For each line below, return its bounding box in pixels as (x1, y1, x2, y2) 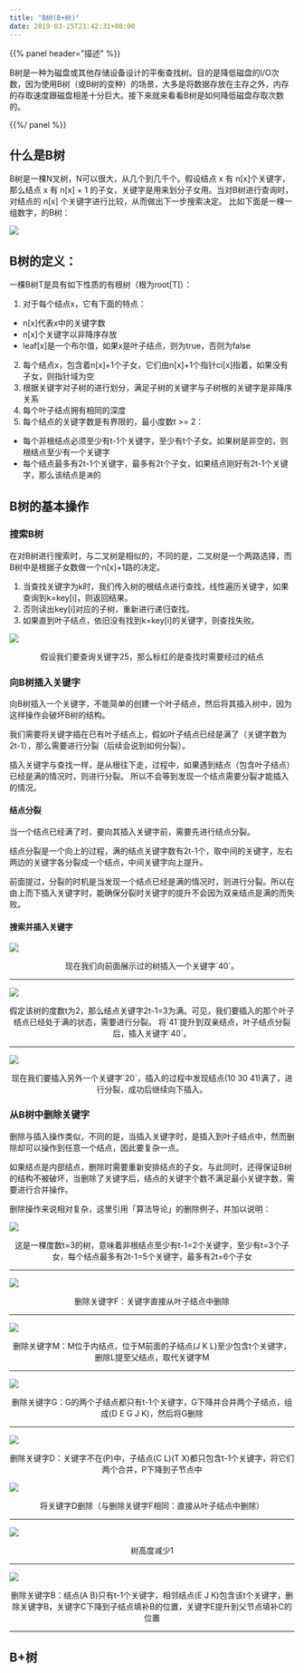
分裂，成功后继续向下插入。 (103, 1084, 208, 1095)
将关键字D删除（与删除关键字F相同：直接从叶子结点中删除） (39, 1500, 265, 1511)
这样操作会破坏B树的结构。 (9, 710, 110, 720)
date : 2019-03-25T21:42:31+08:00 (9, 22, 136, 31)
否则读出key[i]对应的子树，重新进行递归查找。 (22, 604, 195, 614)
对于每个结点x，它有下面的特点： (22, 298, 147, 309)
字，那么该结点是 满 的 (22, 469, 101, 480)
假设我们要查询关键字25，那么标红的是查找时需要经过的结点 (40, 651, 264, 662)
